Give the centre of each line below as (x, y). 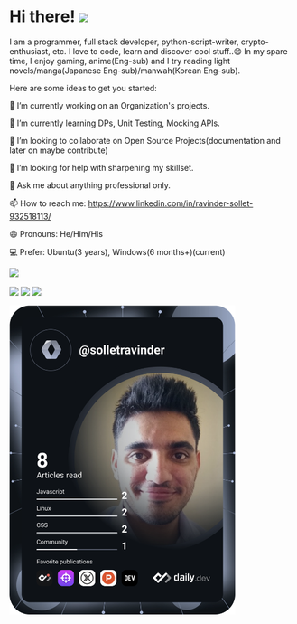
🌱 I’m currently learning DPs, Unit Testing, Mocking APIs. (115, 123)
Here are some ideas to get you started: (84, 88)
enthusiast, (30, 51)
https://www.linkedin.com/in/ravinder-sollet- (171, 203)
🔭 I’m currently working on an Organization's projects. (110, 105)
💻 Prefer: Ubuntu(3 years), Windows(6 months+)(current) (117, 251)
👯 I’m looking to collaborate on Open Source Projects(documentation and (145, 140)
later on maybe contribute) (59, 150)
